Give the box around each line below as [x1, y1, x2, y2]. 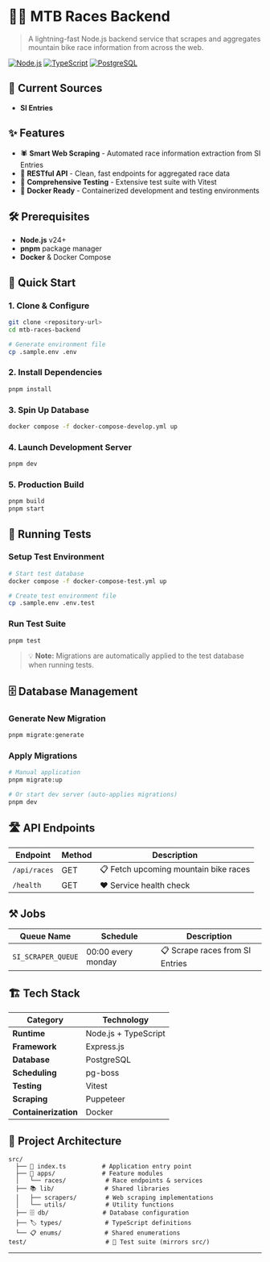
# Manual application [8, 768, 81, 777]
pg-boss [85, 1068, 120, 1079]
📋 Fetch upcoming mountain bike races [100, 863, 251, 874]
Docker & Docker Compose [19, 252, 112, 262]
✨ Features [8, 127, 65, 140]
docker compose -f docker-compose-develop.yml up [8, 423, 178, 431]
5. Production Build [8, 479, 84, 490]
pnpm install [8, 385, 52, 394]
